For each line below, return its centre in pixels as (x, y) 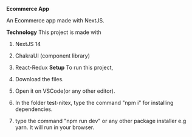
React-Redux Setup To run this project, (64, 67)
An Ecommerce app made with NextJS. (55, 20)
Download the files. (39, 79)
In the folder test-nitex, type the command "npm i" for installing (94, 103)
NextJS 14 (28, 44)
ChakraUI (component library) (52, 56)
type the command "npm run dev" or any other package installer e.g (101, 121)
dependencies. (34, 109)
